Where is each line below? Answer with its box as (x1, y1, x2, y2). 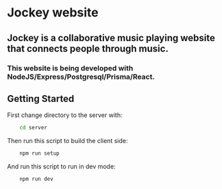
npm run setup (19, 150, 60, 157)
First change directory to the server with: (7, 111, 123, 119)
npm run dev (19, 176, 53, 183)
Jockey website (7, 5, 99, 21)
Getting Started (7, 92, 75, 104)
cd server (19, 125, 48, 131)
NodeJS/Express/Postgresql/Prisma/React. (7, 72, 156, 81)
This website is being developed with (7, 63, 134, 73)
